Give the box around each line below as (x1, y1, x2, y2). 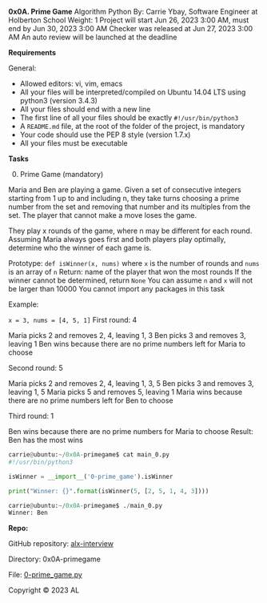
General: (8, 63, 37, 73)
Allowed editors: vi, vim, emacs (19, 79, 123, 88)
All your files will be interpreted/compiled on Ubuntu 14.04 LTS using (19, 87, 246, 97)
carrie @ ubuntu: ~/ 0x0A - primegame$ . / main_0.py (8, 501, 162, 509)
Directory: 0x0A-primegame (8, 554, 102, 564)
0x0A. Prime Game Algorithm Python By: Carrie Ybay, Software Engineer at (8, 7, 258, 16)
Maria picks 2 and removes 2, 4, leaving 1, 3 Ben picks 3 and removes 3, (8, 331, 246, 340)
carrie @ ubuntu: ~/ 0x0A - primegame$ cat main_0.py (8, 451, 170, 459)
